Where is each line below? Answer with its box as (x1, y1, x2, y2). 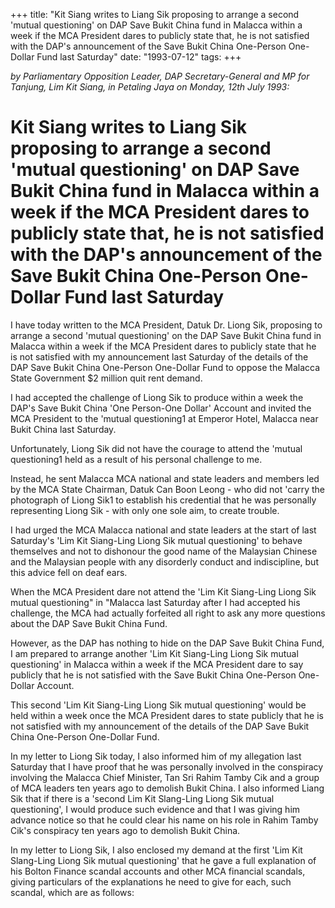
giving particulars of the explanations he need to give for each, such (10, 875, 292, 888)
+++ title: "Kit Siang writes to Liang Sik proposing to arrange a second (10, 9, 300, 20)
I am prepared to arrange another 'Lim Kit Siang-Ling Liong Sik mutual (10, 647, 299, 659)
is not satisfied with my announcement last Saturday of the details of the (10, 350, 309, 363)
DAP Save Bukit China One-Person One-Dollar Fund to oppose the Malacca (10, 361, 321, 373)
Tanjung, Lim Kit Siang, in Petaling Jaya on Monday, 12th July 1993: (10, 81, 290, 93)
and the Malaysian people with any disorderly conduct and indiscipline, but (10, 555, 319, 568)
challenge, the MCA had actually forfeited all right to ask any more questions (10, 607, 326, 619)
